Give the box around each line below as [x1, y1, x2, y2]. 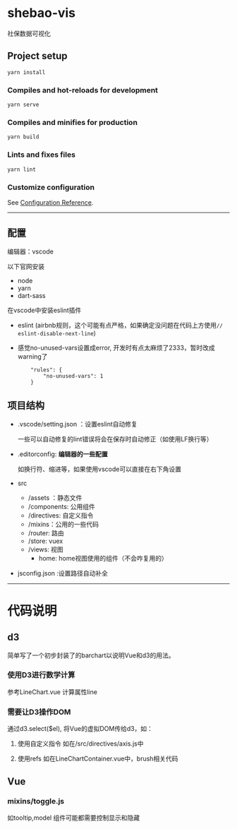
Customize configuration [7, 182, 95, 192]
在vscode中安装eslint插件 [7, 306, 82, 314]
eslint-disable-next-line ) [17, 328, 97, 337]
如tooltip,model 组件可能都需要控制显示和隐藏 [7, 813, 140, 822]
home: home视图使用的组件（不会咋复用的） [38, 554, 168, 562]
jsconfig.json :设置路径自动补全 [17, 568, 108, 577]
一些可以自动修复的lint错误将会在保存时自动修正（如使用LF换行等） [17, 434, 213, 443]
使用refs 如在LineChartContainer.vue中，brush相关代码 [17, 754, 178, 763]
